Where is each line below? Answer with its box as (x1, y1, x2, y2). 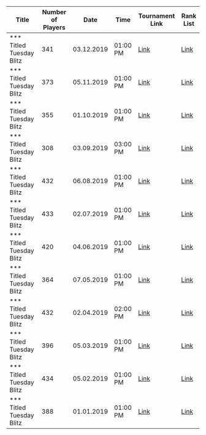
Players (42, 23, 66, 31)
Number (42, 8, 67, 16)
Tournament (138, 12, 175, 20)
